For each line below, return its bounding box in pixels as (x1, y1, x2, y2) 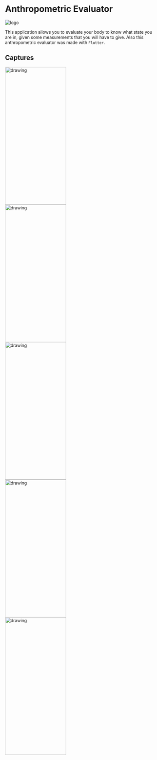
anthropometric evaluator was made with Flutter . (5, 39, 105, 45)
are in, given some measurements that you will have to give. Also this (5, 34, 144, 40)
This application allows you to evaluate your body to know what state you (5, 29, 153, 35)
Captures (5, 54, 34, 62)
